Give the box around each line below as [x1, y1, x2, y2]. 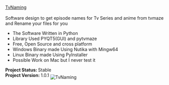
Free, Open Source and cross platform [12, 41, 92, 47]
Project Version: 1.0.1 [5, 72, 49, 78]
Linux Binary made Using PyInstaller [12, 52, 88, 58]
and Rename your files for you [5, 20, 68, 26]
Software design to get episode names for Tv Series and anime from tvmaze [5, 15, 164, 21]
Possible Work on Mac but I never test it [12, 57, 96, 63]
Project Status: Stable [5, 67, 51, 73]
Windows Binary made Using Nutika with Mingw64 [12, 47, 119, 52]
